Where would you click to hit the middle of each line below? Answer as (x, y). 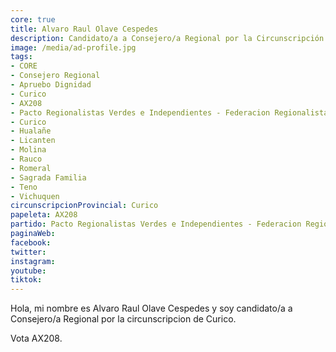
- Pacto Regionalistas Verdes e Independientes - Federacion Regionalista (169, 112)
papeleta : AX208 (44, 215)
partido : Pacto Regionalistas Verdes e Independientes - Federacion (156, 224)
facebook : (31, 242)
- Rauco (26, 159)
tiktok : (26, 280)
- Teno (24, 187)
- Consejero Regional (55, 76)
